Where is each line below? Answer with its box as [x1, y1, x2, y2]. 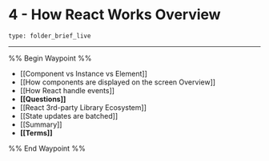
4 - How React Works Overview [8, 6, 222, 24]
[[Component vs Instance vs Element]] [19, 69, 148, 78]
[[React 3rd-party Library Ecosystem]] [19, 102, 147, 112]
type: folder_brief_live [8, 32, 91, 40]
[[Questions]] [19, 94, 66, 104]
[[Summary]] [19, 120, 62, 129]
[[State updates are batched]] [19, 111, 118, 120]
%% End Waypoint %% [8, 143, 86, 153]
